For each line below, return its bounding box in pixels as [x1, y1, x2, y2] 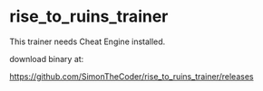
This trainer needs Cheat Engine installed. [9, 36, 166, 47]
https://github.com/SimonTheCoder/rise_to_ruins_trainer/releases [9, 70, 254, 82]
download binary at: [9, 53, 84, 64]
